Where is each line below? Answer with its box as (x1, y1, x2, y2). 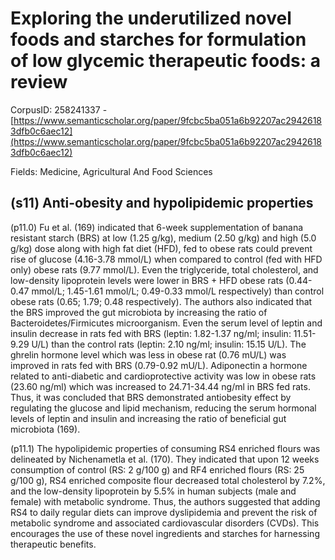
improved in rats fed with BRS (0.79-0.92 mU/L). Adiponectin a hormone (10, 359, 308, 371)
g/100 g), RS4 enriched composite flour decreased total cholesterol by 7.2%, (10, 474, 326, 486)
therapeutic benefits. (10, 538, 97, 550)
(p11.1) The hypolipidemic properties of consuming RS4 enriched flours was (10, 442, 321, 454)
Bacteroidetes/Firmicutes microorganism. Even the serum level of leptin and (10, 317, 323, 329)
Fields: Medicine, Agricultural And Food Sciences (10, 165, 213, 177)
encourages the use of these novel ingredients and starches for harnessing (10, 527, 320, 539)
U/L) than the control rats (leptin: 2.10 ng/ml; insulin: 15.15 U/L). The (31, 338, 307, 350)
